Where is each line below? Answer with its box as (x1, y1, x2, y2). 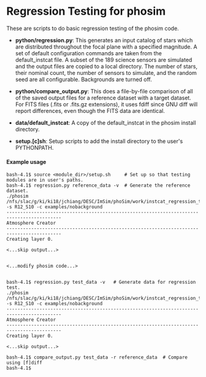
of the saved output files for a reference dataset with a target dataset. (15, 94, 191, 101)
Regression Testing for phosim (6, 4, 166, 18)
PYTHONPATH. (15, 144, 54, 151)
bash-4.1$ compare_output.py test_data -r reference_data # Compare (6, 354, 188, 360)
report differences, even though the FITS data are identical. (15, 107, 166, 114)
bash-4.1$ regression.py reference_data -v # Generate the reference (6, 182, 191, 189)
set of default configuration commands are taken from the (15, 49, 162, 56)
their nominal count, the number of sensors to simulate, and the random (15, 69, 197, 76)
